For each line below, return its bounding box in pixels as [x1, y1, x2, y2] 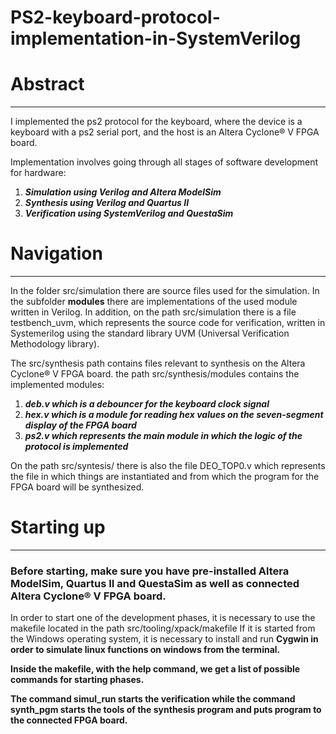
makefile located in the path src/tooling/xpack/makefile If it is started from [10, 622, 316, 635]
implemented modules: [10, 379, 105, 391]
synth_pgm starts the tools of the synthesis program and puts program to [10, 704, 322, 716]
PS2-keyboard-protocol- [10, 6, 221, 29]
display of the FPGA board [24, 419, 137, 431]
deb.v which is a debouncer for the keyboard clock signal [24, 398, 270, 410]
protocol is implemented [24, 441, 129, 453]
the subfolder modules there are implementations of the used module [10, 296, 298, 308]
